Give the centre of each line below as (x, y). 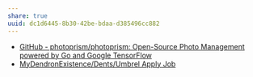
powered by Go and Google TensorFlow (86, 55)
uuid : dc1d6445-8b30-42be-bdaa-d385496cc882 (84, 24)
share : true (27, 16)
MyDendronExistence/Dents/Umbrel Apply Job (97, 64)
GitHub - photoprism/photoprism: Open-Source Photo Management (132, 46)
